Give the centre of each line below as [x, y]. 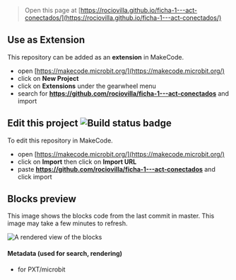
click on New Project [48, 78]
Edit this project [43, 123]
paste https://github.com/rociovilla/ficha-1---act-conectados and [116, 169]
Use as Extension [46, 40]
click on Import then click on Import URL [77, 162]
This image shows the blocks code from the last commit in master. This [111, 216]
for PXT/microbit [41, 269]
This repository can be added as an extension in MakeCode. [96, 57]
